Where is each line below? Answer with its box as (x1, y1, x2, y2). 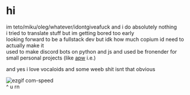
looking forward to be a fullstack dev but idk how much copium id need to (6, 36, 184, 43)
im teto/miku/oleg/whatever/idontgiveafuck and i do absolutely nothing (6, 23, 177, 30)
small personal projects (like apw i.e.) (6, 54, 96, 61)
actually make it (6, 42, 44, 49)
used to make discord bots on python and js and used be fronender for (6, 48, 177, 55)
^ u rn (6, 83, 20, 90)
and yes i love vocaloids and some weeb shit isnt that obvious (6, 65, 155, 72)
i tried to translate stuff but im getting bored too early (6, 29, 135, 36)
